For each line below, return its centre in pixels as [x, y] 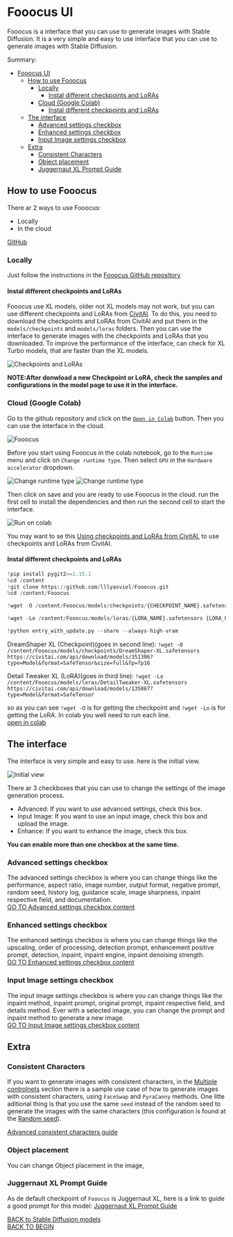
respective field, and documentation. [60, 899]
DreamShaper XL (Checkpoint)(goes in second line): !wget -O [95, 644]
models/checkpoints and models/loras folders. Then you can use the [105, 329]
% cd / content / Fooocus [38, 593]
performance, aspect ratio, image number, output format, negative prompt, [114, 885]
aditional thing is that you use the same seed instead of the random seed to [114, 1104]
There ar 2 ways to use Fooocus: [54, 207]
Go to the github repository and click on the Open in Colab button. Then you [115, 418]
